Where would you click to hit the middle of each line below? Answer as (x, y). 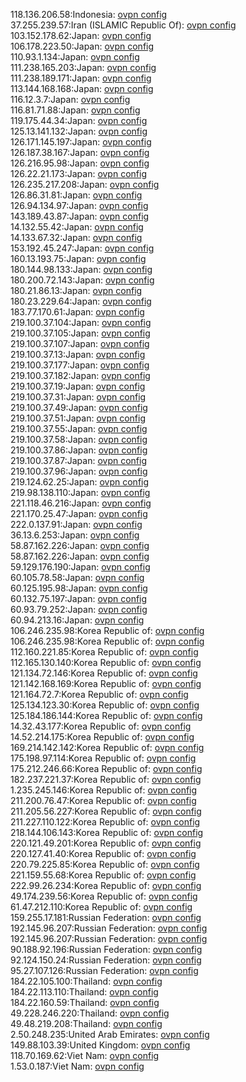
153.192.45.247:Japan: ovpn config (82, 248)
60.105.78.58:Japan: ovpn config (77, 577)
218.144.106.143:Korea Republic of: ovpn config (107, 832)
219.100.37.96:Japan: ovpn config (79, 471)
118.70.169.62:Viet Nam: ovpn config (85, 1055)
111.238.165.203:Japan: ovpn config (83, 67)
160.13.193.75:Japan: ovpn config (78, 258)
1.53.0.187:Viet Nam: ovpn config (77, 1066)
